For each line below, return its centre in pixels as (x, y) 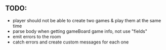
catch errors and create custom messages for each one (71, 42)
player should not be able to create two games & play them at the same (87, 20)
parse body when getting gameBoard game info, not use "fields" (80, 31)
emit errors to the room (37, 36)
